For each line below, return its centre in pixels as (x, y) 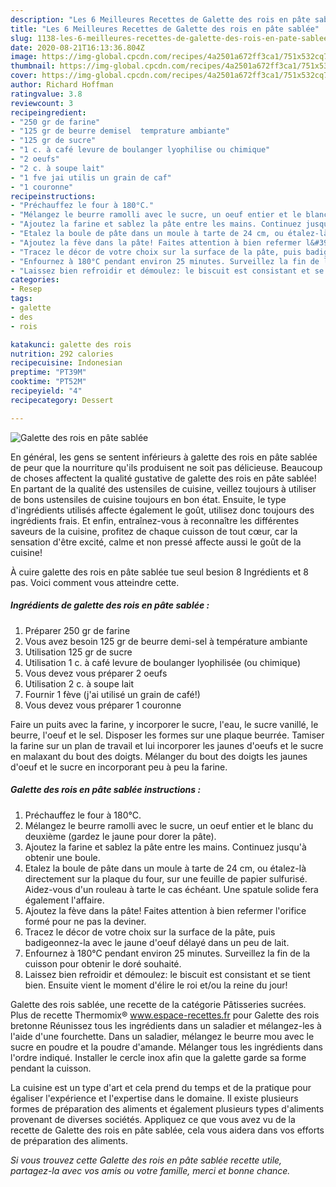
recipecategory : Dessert (62, 400)
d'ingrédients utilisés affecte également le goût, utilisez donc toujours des (162, 510)
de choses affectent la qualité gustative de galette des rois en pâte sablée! (163, 478)
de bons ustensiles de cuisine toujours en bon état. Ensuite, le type (148, 499)
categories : (35, 280)
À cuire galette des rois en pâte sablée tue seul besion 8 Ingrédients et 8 (159, 572)
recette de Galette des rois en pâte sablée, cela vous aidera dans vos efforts (167, 1130)
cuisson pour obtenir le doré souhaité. (103, 963)
